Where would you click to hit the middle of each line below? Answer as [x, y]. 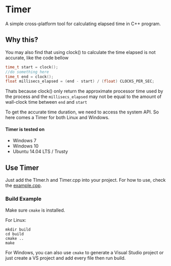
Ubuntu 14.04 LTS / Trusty [40, 151]
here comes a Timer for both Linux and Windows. [57, 118]
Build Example [24, 199]
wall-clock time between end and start [46, 102]
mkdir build [18, 230]
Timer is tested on [25, 129]
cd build [15, 234]
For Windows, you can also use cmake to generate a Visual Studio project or [84, 252]
